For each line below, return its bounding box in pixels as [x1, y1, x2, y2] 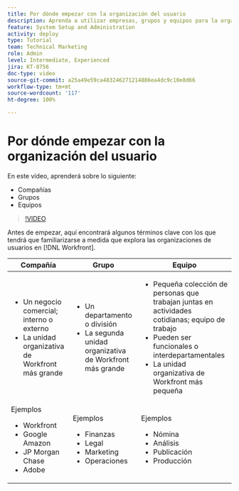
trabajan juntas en [152, 296, 213, 306]
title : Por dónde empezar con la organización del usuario [7, 10, 186, 18]
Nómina [152, 429, 179, 439]
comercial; [23, 306, 58, 315]
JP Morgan [23, 447, 60, 457]
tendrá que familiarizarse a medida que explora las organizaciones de [7, 235, 212, 244]
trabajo [152, 323, 177, 333]
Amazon [23, 438, 51, 448]
